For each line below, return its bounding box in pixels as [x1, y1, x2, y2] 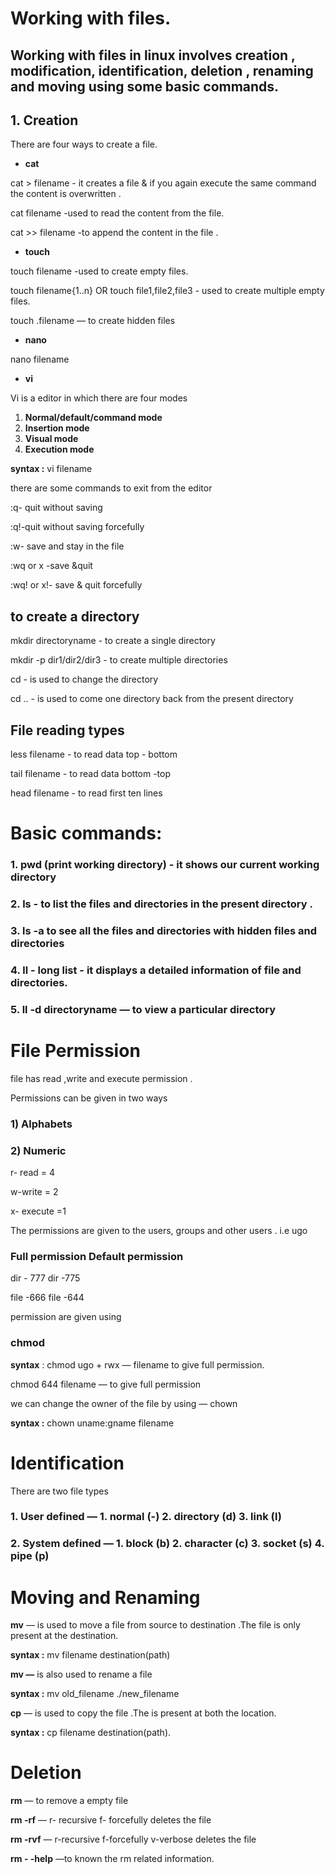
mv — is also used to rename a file [10, 1668, 153, 1681]
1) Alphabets [10, 1117, 73, 1131]
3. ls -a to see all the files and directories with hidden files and [10, 923, 318, 937]
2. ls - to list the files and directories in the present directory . [10, 897, 313, 911]
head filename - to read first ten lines [10, 787, 163, 799]
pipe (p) [10, 1549, 50, 1563]
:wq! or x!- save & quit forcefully [10, 579, 143, 591]
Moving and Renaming [10, 1586, 201, 1609]
